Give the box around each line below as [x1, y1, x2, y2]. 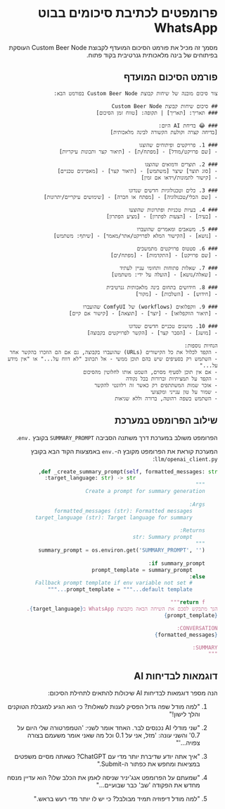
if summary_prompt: [148, 559, 205, 567]
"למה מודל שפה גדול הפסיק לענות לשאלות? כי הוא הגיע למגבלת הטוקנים [7, 702, 200, 711]
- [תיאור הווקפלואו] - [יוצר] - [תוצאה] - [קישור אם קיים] [68, 310, 218, 317]
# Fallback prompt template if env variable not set [34, 580, 193, 587]
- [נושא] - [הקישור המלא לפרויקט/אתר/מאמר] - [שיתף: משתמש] [53, 232, 218, 239]
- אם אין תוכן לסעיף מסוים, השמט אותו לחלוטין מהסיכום [83, 368, 218, 375]
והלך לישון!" [169, 710, 200, 719]
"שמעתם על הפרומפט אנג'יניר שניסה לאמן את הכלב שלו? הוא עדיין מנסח [7, 774, 200, 782]
